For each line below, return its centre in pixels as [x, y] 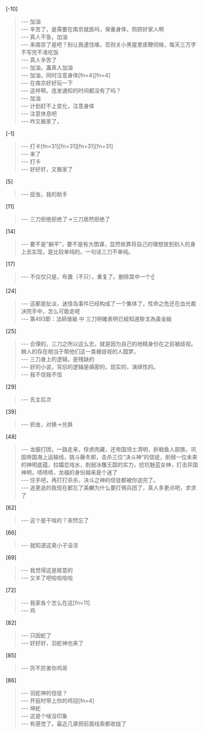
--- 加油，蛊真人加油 [47, 68]
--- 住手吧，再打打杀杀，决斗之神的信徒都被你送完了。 [90, 480]
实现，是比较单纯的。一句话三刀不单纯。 [83, 252]
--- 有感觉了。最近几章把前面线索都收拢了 [74, 723]
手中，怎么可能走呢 [56, 311]
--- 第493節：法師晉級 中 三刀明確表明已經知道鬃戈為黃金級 [96, 319]
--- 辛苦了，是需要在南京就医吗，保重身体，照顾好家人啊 [93, 29]
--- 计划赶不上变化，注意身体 [58, 106]
